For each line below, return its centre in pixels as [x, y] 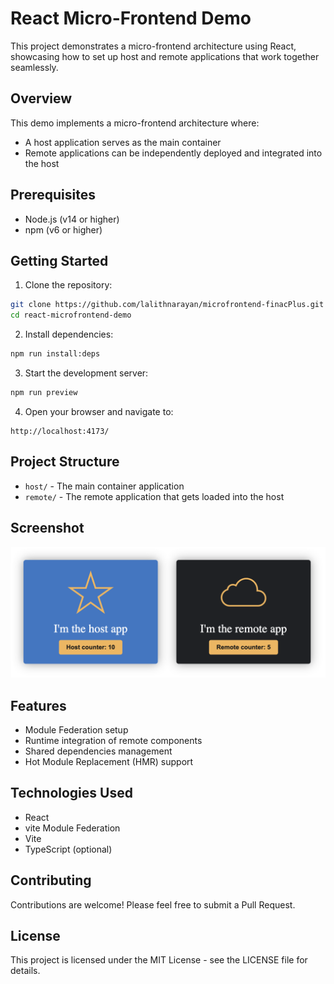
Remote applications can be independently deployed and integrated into [173, 153]
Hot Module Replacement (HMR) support [109, 761]
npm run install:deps [55, 354]
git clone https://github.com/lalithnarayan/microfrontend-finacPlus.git [167, 305]
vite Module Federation [72, 828]
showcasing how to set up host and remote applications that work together [165, 56]
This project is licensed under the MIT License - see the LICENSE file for [159, 960]
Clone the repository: [68, 285]
